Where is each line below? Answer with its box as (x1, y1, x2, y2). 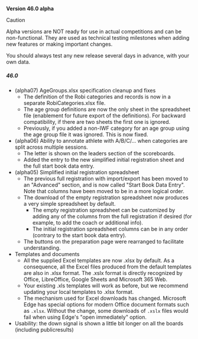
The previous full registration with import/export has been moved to (23, 175, 189, 182)
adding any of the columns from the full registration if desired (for (32, 213, 192, 220)
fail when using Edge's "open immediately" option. (23, 314, 147, 321)
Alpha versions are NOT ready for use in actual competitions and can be (6, 28, 182, 35)
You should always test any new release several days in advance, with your (6, 52, 190, 59)
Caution (6, 17, 25, 23)
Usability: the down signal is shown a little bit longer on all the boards (14, 319, 184, 327)
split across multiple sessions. (14, 143, 89, 151)
